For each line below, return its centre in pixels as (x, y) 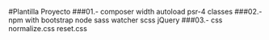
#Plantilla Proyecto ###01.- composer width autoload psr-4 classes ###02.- (135, 12)
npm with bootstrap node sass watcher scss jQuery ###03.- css (116, 20)
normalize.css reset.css (48, 28)
